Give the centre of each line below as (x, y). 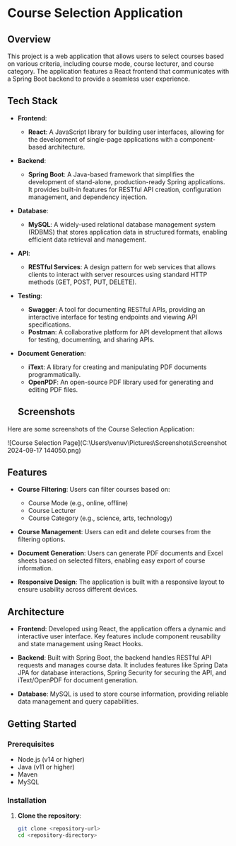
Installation (27, 800)
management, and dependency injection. (88, 197)
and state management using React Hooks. (80, 644)
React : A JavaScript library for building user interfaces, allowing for (126, 132)
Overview (29, 39)
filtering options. (41, 539)
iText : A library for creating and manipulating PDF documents (117, 367)
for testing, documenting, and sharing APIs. (92, 339)
